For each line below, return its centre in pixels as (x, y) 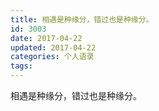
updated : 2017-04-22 (53, 47)
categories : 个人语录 (52, 57)
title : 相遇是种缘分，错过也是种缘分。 (82, 19)
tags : (21, 66)
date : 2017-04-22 (46, 38)
